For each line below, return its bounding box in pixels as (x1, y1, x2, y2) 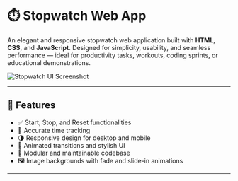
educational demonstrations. (7, 58, 91, 66)
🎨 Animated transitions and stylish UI (17, 141, 125, 149)
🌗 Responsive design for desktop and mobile (17, 134, 151, 142)
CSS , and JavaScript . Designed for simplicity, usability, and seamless (7, 43, 211, 52)
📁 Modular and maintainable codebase (17, 148, 131, 157)
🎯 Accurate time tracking (17, 126, 91, 134)
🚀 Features (7, 99, 56, 112)
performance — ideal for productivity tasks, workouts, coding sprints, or (7, 51, 218, 59)
